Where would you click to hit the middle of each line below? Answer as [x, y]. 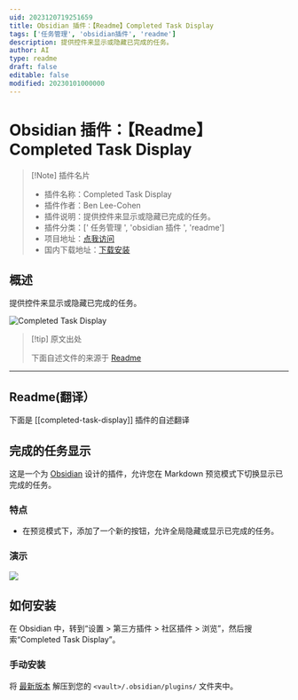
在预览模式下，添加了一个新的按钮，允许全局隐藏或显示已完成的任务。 [150, 531]
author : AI [29, 51]
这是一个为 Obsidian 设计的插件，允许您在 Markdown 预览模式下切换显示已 [146, 474]
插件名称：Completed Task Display [108, 194]
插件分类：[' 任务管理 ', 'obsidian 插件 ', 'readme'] [134, 227]
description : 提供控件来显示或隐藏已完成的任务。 [91, 42]
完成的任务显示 [50, 450]
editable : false [39, 75]
